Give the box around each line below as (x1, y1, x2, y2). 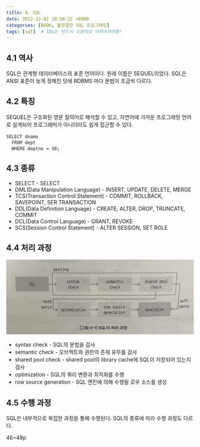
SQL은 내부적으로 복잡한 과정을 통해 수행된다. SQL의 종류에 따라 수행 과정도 (6, 415, 183, 422)
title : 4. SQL (6, 10, 42, 16)
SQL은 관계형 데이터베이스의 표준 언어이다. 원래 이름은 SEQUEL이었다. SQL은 (6, 70, 187, 77)
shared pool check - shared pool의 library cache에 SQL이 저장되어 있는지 (14, 356, 192, 363)
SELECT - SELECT (14, 179, 61, 186)
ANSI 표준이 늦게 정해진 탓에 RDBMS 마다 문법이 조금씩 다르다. (6, 78, 153, 85)
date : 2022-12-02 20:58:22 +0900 (6, 16, 89, 22)
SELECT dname (6, 133, 39, 140)
